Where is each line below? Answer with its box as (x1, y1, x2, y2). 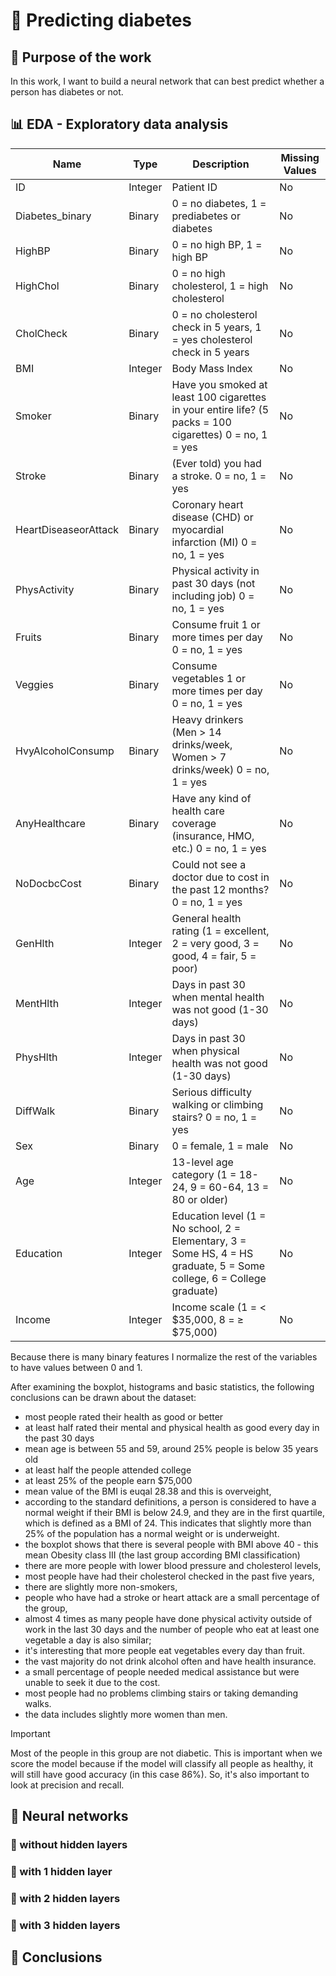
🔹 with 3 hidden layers (10, 1918, 121, 1932)
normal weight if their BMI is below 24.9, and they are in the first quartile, (24, 1506, 325, 1518)
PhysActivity (15, 582, 75, 596)
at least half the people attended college (24, 1464, 192, 1476)
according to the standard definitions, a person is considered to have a (24, 1495, 317, 1508)
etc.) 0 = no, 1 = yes (171, 841, 267, 855)
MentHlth (15, 996, 60, 1010)
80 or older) (171, 1192, 229, 1206)
